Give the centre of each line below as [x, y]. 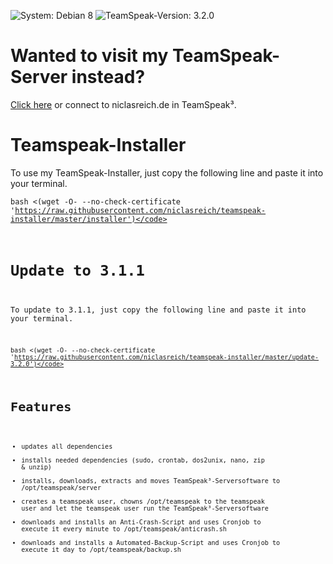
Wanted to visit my [89, 56]
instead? [108, 77]
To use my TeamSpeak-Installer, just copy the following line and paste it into [167, 172]
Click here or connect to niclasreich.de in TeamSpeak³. [123, 104]
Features [41, 407]
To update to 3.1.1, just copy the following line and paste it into [158, 310]
